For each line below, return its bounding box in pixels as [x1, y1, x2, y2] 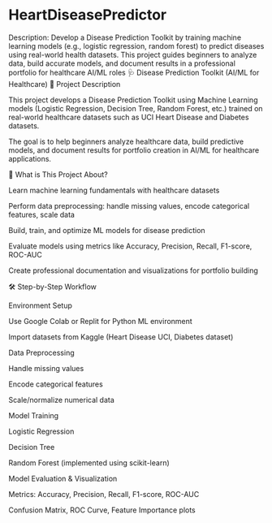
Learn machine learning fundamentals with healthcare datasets [8, 185, 220, 195]
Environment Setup [8, 300, 73, 310]
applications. [8, 153, 51, 163]
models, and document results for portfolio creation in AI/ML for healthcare [8, 145, 260, 155]
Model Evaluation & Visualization [8, 473, 118, 483]
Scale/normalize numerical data [8, 395, 115, 404]
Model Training [8, 410, 59, 420]
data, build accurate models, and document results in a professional [8, 58, 235, 68]
